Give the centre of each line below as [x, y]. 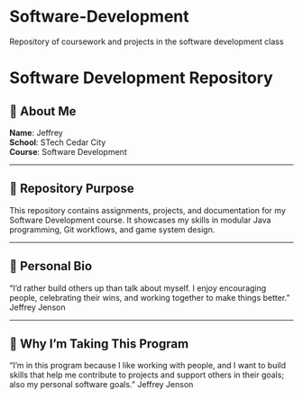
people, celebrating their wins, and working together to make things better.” [150, 297]
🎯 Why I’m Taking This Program [99, 344]
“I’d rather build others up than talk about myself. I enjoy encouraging [138, 288]
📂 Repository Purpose [72, 189]
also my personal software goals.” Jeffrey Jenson [101, 385]
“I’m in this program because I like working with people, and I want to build [148, 366]
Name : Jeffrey [36, 132]
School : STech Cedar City [58, 142]
